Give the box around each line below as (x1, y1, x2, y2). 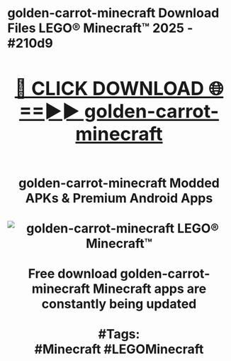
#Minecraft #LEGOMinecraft (34, 341, 204, 357)
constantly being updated (41, 296, 197, 312)
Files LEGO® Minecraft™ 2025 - (7, 20, 193, 36)
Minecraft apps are (92, 281, 207, 296)
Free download (28, 265, 118, 281)
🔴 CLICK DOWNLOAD (14, 76, 204, 100)
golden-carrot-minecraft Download (7, 5, 220, 21)
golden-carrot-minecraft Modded (18, 175, 220, 191)
